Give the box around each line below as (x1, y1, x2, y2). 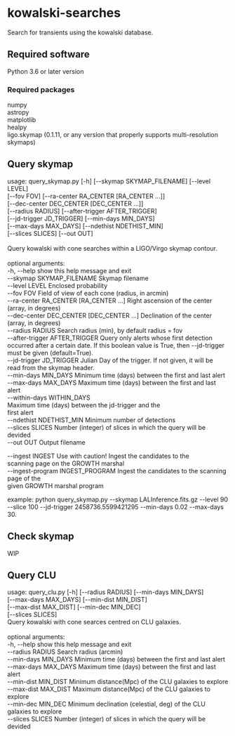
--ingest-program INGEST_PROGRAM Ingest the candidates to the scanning (7, 466, 227, 475)
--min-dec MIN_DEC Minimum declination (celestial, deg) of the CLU (7, 700, 206, 709)
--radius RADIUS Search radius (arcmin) (7, 648, 123, 656)
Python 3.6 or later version (7, 67, 84, 75)
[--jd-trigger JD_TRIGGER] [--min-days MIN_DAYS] (7, 214, 156, 223)
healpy (7, 123, 27, 131)
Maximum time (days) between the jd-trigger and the (7, 400, 161, 409)
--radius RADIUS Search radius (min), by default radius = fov (7, 326, 183, 334)
